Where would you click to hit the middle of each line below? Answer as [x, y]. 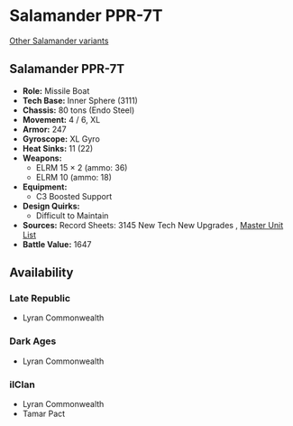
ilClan [23, 384]
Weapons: [42, 158]
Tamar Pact [44, 414]
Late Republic [40, 299]
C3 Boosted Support [74, 196]
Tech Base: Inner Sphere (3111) [80, 100]
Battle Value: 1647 [57, 244]
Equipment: [45, 187]
